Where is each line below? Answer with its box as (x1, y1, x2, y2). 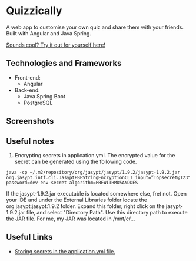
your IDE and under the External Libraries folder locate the (6, 196, 147, 203)
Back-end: (14, 87, 40, 94)
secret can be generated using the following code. (14, 158, 137, 165)
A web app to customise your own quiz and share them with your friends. (6, 24, 184, 31)
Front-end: (14, 74, 41, 81)
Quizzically (6, 4, 62, 18)
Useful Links (6, 232, 53, 242)
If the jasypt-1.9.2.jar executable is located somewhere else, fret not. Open (6, 190, 187, 197)
